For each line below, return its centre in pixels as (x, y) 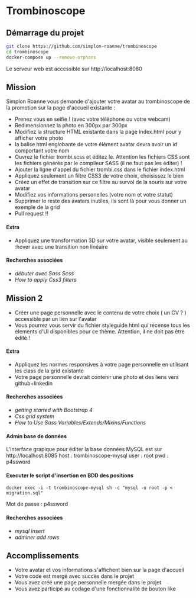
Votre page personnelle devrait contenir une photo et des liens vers (97, 377)
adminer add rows (37, 537)
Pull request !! (31, 214)
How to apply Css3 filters (45, 279)
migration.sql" (25, 493)
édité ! (22, 337)
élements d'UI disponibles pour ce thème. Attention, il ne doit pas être (99, 331)
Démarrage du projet (45, 33)
